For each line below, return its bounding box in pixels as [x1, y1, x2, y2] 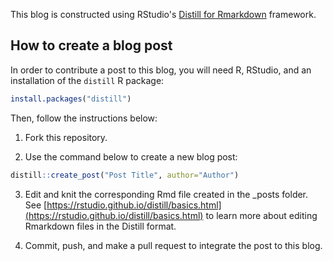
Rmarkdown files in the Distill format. [24, 220, 177, 232]
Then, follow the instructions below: [10, 112, 158, 124]
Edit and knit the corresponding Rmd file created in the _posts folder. [24, 188, 309, 200]
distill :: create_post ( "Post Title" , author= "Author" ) [10, 170, 240, 180]
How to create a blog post [10, 37, 173, 54]
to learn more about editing [205, 209, 318, 221]
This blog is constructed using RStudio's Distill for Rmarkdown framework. [10, 9, 317, 20]
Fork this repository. [24, 131, 108, 143]
